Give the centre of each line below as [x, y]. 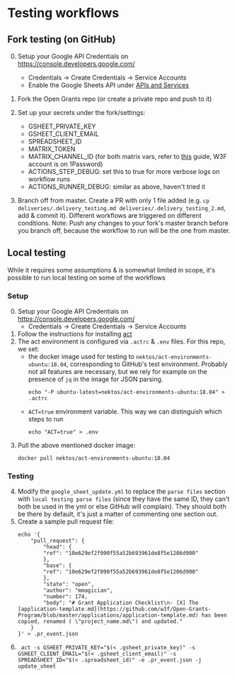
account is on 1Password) [65, 164]
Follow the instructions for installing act [75, 334]
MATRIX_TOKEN [52, 149]
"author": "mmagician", [78, 590]
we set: [28, 349]
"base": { [58, 566]
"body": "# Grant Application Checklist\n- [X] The [121, 603]
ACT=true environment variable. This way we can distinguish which [125, 412]
